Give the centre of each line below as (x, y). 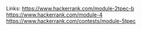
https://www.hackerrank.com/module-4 (55, 15)
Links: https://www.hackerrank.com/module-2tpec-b (70, 9)
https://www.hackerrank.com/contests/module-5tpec (71, 21)
